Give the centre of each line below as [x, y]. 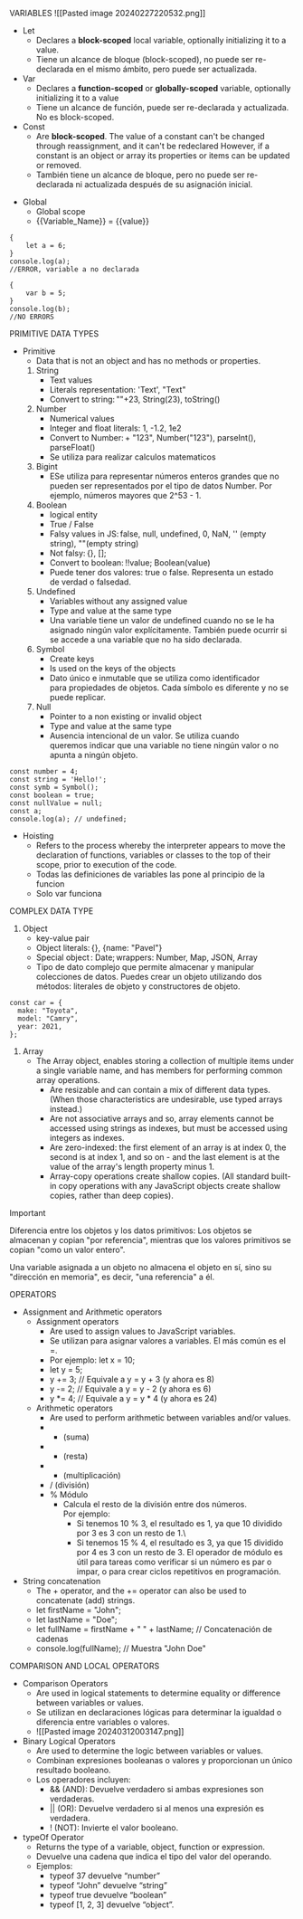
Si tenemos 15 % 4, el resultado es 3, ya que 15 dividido [180, 1543]
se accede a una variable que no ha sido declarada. [146, 640]
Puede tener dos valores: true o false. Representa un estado [161, 572]
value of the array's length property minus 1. [132, 1167]
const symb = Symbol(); [54, 787]
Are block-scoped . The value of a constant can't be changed [150, 136]
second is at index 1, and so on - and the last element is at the [165, 1157]
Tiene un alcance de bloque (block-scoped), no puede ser [144, 59]
